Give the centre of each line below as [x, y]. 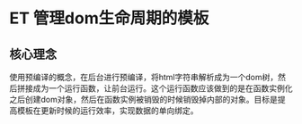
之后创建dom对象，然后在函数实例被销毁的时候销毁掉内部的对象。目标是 [144, 99]
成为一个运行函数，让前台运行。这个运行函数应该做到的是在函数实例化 [163, 88]
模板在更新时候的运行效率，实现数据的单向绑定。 [107, 111]
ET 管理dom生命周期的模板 [109, 18]
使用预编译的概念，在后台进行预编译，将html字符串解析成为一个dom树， [144, 77]
